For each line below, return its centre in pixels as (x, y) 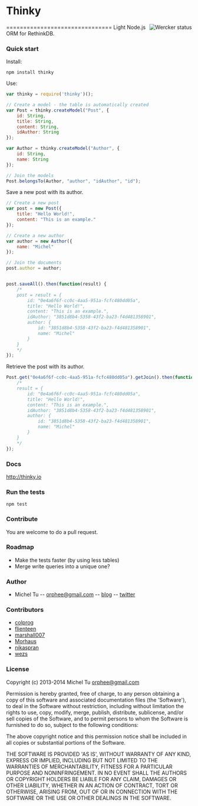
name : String (33, 159)
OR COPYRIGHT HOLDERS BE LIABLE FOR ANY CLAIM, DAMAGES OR (91, 779)
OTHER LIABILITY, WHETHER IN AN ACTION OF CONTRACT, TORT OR (92, 785)
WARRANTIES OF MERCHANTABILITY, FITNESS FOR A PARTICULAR (89, 766)
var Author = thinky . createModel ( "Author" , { (63, 149)
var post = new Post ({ (34, 209)
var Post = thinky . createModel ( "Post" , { (58, 110)
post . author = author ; (34, 268)
